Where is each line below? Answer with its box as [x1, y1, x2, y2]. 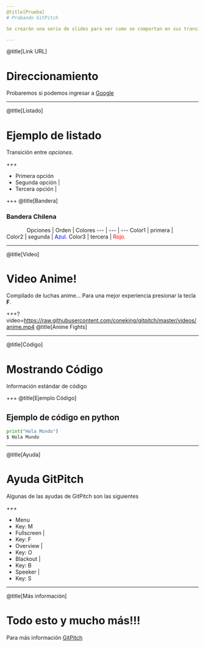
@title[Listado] [6, 107, 43, 114]
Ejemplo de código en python [6, 412, 120, 423]
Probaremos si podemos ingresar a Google [6, 89, 114, 97]
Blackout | [15, 555, 41, 563]
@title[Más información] [6, 592, 67, 599]
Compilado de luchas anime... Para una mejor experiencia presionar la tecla [6, 292, 196, 300]
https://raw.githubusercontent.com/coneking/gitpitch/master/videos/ [23, 317, 197, 324]
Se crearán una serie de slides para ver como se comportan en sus [6, 26, 182, 32]
